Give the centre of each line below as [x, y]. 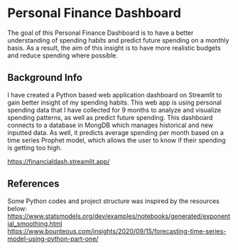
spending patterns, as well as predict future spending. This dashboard [110, 117]
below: [17, 208]
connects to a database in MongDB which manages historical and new [110, 125]
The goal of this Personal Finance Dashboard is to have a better [101, 33]
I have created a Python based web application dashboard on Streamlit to [115, 94]
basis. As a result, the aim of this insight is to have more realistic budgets [114, 48]
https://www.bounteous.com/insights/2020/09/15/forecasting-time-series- [117, 231]
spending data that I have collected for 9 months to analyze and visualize [114, 110]
